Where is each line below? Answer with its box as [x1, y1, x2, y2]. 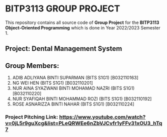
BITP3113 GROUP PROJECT [5, 3, 120, 14]
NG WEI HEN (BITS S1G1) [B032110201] [12, 80, 93, 86]
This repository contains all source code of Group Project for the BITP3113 [5, 19, 159, 25]
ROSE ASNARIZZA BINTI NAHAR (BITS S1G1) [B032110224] [12, 101, 134, 107]
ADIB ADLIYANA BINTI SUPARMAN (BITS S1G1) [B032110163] [12, 75, 138, 81]
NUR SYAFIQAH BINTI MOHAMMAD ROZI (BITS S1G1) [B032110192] [12, 96, 152, 102]
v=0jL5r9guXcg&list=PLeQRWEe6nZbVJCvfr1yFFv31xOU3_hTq [5, 120, 162, 127]
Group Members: [5, 61, 59, 70]
